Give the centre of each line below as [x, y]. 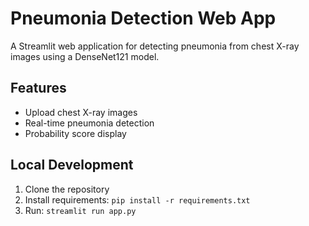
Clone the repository [67, 189]
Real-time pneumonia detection [89, 123]
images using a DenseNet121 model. [85, 56]
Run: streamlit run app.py [80, 210]
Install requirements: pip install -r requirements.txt [137, 199]
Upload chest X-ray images [81, 112]
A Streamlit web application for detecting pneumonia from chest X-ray [155, 46]
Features [38, 88]
